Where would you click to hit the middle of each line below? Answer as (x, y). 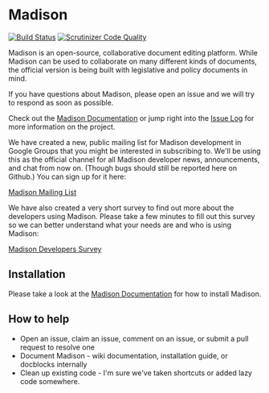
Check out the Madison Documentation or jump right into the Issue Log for (131, 118)
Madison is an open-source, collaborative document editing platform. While (133, 52)
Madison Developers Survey (55, 249)
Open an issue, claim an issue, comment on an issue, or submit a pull (134, 338)
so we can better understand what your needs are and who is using (120, 225)
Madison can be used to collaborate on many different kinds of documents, (132, 61)
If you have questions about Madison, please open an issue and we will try (132, 93)
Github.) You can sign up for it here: (67, 176)
